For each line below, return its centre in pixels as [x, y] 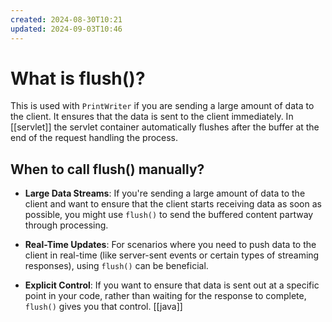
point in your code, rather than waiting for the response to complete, [165, 296]
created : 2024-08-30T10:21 [66, 19]
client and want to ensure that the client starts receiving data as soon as [173, 204]
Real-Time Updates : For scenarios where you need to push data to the [170, 245]
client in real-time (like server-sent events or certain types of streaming [172, 255]
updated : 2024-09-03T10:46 [66, 29]
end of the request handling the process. [94, 138]
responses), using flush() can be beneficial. [116, 266]
